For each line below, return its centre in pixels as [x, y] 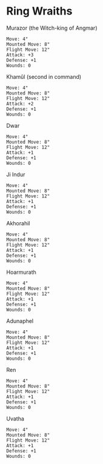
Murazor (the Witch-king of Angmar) [52, 28]
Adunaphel [20, 321]
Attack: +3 [20, 55]
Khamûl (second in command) [44, 76]
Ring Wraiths [39, 11]
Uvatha [15, 419]
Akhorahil [18, 223]
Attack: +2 [20, 104]
